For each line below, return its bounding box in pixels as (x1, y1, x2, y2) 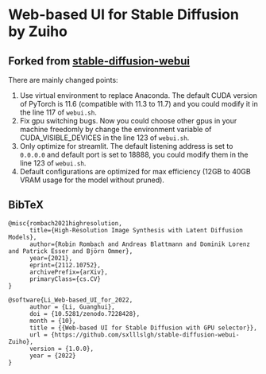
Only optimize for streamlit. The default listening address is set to (19, 142, 233, 150)
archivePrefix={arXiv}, (29, 268, 109, 276)
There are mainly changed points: (8, 76, 118, 84)
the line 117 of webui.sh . (19, 107, 97, 117)
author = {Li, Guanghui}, (29, 302, 115, 311)
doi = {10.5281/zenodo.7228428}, (29, 310, 141, 318)
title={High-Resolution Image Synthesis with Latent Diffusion (29, 226, 244, 234)
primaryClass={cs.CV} (29, 275, 102, 283)
